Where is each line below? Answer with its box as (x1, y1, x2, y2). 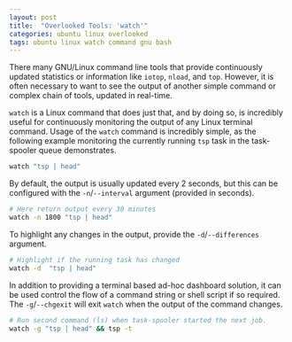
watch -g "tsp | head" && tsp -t (9, 324, 133, 333)
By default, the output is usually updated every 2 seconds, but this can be (9, 178, 279, 189)
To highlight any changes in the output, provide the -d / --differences (9, 229, 259, 239)
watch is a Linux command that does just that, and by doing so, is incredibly (9, 107, 283, 118)
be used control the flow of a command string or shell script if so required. (9, 289, 280, 299)
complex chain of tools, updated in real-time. (9, 90, 173, 101)
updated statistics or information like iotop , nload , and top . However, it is (9, 72, 274, 82)
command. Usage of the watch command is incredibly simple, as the (9, 126, 257, 137)
